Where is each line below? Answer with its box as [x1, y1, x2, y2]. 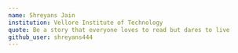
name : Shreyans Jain [8, 11, 76, 19]
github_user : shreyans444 [8, 33, 93, 41]
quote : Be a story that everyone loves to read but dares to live [8, 26, 230, 34]
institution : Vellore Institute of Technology [8, 19, 163, 26]
